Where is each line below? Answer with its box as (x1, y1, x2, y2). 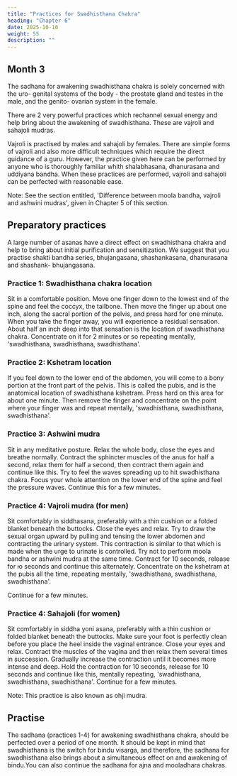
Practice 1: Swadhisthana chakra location (7, 278, 152, 288)
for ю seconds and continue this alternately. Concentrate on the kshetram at (7, 562, 230, 570)
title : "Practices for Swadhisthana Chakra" (7, 10, 141, 18)
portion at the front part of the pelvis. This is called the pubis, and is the (7, 381, 216, 390)
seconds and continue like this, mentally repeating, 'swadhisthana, (7, 670, 202, 679)
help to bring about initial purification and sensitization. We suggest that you (7, 246, 229, 254)
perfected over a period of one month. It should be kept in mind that (7, 738, 205, 747)
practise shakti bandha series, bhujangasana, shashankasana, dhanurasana (7, 253, 229, 261)
